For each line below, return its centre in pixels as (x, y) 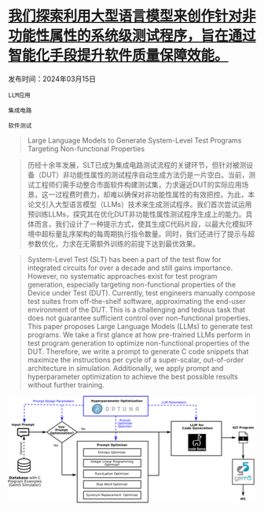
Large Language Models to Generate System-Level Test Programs (134, 140)
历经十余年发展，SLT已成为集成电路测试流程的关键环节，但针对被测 (137, 165)
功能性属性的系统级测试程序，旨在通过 (132, 36)
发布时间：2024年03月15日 (52, 79)
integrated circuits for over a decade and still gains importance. (130, 268)
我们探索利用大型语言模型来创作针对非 (132, 16)
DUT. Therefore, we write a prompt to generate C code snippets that (138, 351)
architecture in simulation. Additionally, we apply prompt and (125, 368)
